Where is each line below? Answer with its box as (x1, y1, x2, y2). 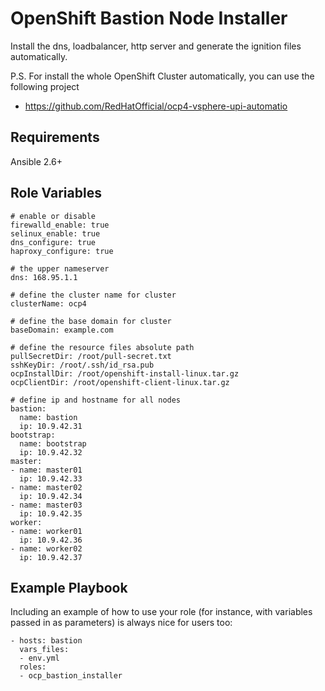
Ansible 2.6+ (10, 155, 63, 167)
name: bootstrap (19, 438, 87, 449)
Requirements (10, 129, 100, 146)
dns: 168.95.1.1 (10, 272, 78, 282)
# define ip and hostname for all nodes (10, 395, 182, 405)
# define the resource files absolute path (10, 342, 195, 352)
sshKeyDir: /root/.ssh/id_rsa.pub (10, 360, 155, 370)
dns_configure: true (10, 237, 97, 247)
